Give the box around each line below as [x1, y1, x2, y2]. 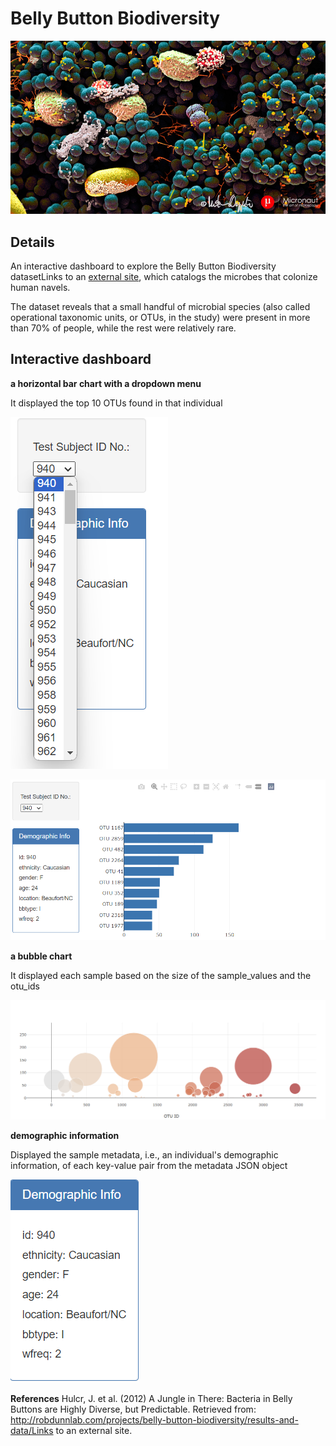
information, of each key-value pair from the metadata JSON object [10, 1160, 288, 1172]
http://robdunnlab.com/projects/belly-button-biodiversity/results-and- [10, 1414, 299, 1426]
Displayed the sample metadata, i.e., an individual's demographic [10, 1149, 279, 1161]
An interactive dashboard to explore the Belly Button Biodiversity [10, 260, 277, 272]
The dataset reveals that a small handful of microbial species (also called [10, 300, 311, 312]
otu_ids [10, 980, 40, 992]
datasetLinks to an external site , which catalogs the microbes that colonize [10, 270, 318, 282]
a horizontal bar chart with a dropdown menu [10, 377, 202, 389]
